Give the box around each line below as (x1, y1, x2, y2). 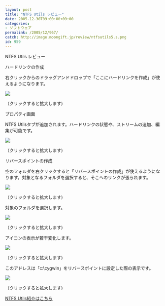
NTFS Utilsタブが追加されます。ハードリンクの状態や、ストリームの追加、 (5, 121, 156, 127)
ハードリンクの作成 (5, 64, 44, 70)
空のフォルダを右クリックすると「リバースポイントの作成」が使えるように (5, 168, 156, 174)
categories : (5, 21, 30, 26)
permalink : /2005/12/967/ (5, 30, 58, 35)
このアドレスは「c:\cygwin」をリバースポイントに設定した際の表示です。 (5, 265, 154, 271)
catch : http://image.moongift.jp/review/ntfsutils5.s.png (5, 35, 127, 40)
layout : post (5, 7, 32, 12)
